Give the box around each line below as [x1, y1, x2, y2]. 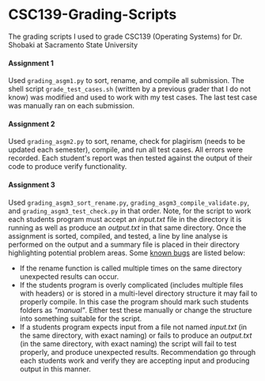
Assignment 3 [8, 179, 55, 189]
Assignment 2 [8, 119, 55, 128]
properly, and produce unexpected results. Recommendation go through [19, 347, 256, 356]
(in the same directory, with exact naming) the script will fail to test [19, 338, 237, 349]
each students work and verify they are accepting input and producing [19, 356, 250, 365]
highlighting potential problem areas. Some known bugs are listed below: [8, 247, 246, 258]
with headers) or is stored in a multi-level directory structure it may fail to [19, 289, 258, 298]
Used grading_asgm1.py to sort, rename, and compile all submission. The [8, 76, 244, 85]
